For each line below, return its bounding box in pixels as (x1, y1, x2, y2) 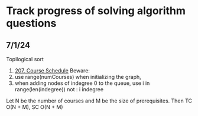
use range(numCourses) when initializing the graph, (14, 74, 142, 80)
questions (6, 16, 57, 30)
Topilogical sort (6, 56, 44, 62)
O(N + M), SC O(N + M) (6, 104, 63, 110)
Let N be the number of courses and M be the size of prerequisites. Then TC (6, 97, 193, 104)
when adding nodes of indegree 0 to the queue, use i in (14, 79, 150, 87)
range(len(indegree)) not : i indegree (14, 86, 104, 92)
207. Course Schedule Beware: (14, 67, 90, 74)
